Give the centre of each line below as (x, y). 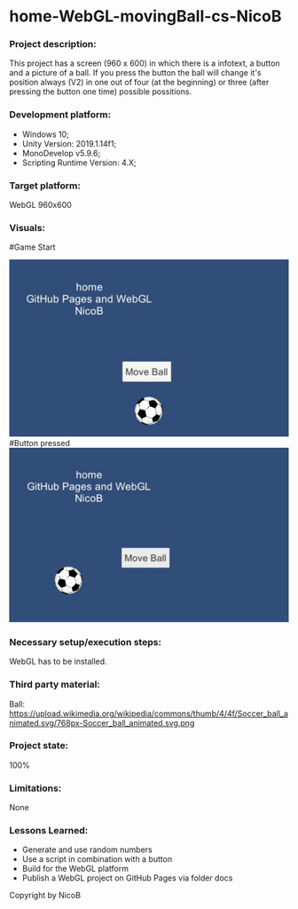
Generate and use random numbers (87, 849)
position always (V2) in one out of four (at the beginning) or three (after (139, 83)
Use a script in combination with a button (97, 859)
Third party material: (55, 684)
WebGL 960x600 (41, 205)
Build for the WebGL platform (75, 869)
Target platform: (45, 186)
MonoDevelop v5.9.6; (61, 153)
